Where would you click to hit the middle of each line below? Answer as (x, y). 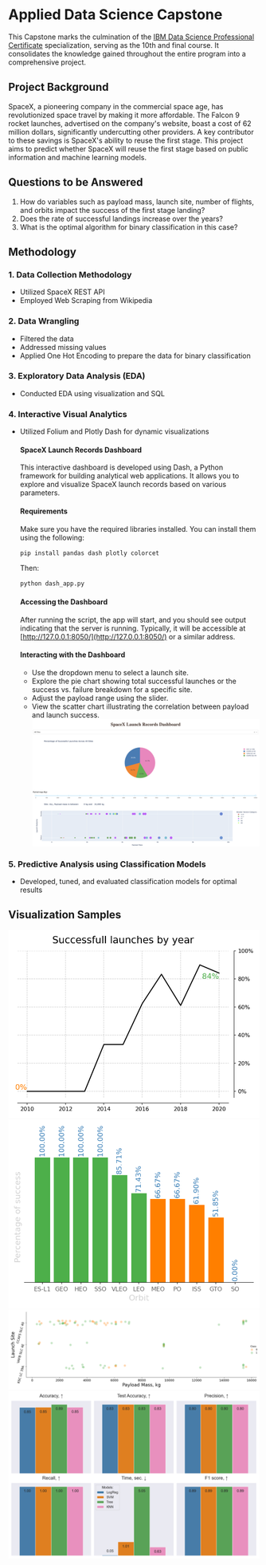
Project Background (59, 87)
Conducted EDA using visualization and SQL (92, 393)
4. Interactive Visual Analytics (68, 414)
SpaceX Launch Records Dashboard (80, 450)
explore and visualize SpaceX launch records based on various (123, 485)
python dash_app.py (52, 584)
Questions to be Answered (76, 182)
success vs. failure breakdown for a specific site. (112, 689)
